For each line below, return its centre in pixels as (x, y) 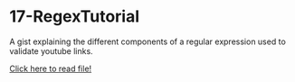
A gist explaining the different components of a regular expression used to (148, 41)
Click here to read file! (51, 68)
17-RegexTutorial (75, 17)
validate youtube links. (51, 50)
